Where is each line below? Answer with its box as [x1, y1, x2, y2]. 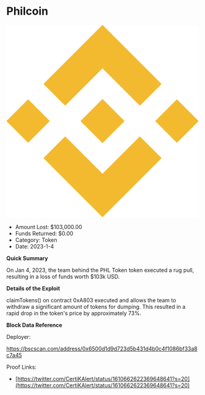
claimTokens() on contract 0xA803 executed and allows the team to [6, 296, 176, 303]
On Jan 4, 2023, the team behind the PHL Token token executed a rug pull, [6, 266, 194, 274]
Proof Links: [6, 363, 37, 371]
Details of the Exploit [6, 284, 60, 292]
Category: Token [15, 236, 57, 244]
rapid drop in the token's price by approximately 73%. [6, 310, 142, 317]
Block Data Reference [6, 321, 63, 328]
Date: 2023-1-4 [15, 242, 54, 250]
